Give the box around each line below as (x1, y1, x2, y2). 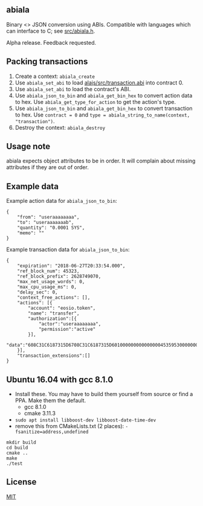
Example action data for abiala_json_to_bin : (6, 197, 117, 205)
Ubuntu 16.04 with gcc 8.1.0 (6, 374, 114, 385)
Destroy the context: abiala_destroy (14, 124, 106, 131)
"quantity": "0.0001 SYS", (17, 225, 85, 231)
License (6, 477, 37, 487)
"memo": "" (17, 230, 45, 236)
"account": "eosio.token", (28, 305, 96, 312)
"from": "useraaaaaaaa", (17, 214, 80, 220)
